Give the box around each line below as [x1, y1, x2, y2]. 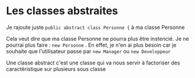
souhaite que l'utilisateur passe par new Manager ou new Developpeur [6, 47, 171, 54]
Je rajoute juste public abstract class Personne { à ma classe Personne [6, 24, 185, 31]
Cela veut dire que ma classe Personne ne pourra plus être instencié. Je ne [6, 35, 189, 42]
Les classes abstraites [6, 4, 118, 18]
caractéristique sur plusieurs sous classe [6, 65, 106, 72]
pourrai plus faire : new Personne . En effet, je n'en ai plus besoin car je [6, 41, 177, 48]
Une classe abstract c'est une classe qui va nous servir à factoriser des [6, 59, 180, 66]
